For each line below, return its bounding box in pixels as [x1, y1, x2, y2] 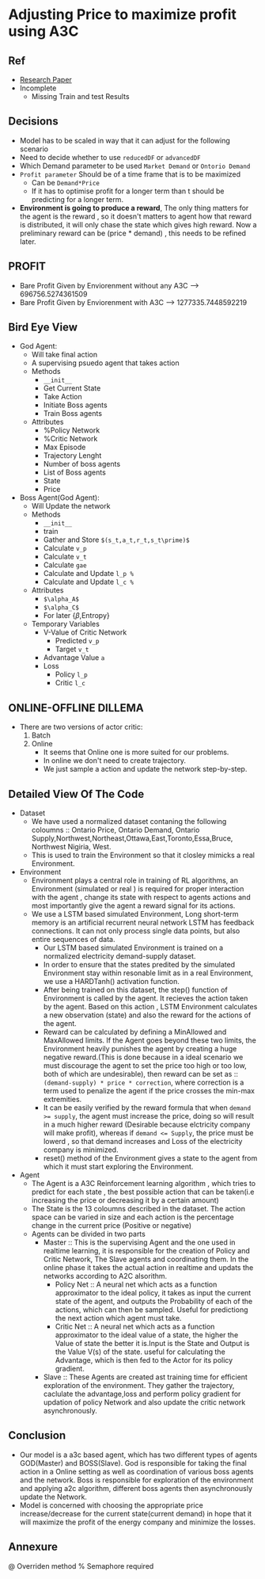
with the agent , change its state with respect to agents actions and [31, 893, 251, 902]
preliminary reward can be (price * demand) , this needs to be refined [19, 228, 247, 238]
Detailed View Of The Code [8, 787, 145, 801]
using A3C [8, 22, 79, 40]
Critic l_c [55, 678, 85, 688]
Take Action [43, 392, 83, 402]
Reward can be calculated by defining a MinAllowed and [43, 1028, 227, 1037]
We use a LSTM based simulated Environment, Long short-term [31, 910, 239, 919]
